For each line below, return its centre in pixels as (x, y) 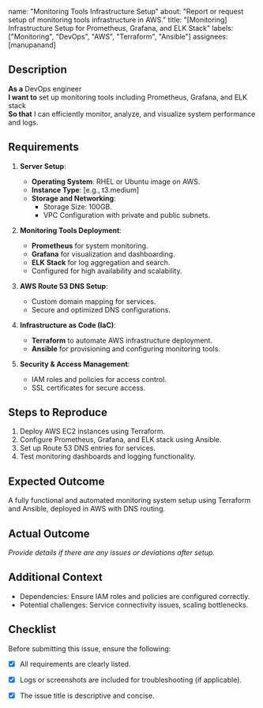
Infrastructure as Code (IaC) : (68, 325)
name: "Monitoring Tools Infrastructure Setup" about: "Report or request (126, 11)
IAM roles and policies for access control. (99, 379)
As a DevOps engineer (45, 88)
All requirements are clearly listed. (75, 664)
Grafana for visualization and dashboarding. (103, 254)
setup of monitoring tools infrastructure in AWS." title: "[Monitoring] (118, 20)
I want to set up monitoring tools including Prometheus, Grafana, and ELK (128, 97)
